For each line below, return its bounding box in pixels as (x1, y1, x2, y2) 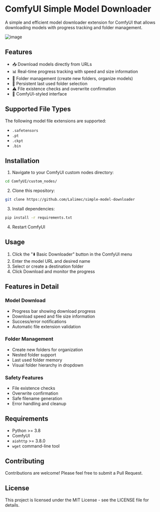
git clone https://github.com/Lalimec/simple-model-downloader (5, 197, 135, 202)
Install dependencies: (12, 206, 55, 212)
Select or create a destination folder (12, 263, 84, 269)
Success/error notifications (12, 319, 67, 324)
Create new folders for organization (12, 347, 83, 352)
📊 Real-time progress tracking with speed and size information (12, 68, 138, 74)
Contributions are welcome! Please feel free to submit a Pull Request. (5, 470, 143, 476)
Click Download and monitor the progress (12, 268, 95, 274)
